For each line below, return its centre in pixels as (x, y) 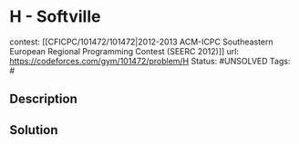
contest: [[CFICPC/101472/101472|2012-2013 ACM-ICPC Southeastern (141, 42)
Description (43, 99)
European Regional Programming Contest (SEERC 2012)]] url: (124, 51)
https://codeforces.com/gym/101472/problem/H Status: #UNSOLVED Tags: (150, 61)
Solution (34, 130)
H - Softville (55, 17)
